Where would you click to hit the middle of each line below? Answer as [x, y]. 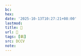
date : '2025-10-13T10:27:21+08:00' [41, 19]
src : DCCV [15, 41]
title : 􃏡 [14, 28]
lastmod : [14, 23]
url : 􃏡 [12, 32]
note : [10, 46]
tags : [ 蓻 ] [16, 37]
